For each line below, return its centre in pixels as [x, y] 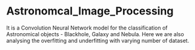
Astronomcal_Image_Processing [90, 11]
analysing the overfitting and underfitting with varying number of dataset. [98, 40]
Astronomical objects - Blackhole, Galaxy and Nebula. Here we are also [95, 34]
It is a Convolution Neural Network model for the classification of [87, 28]
